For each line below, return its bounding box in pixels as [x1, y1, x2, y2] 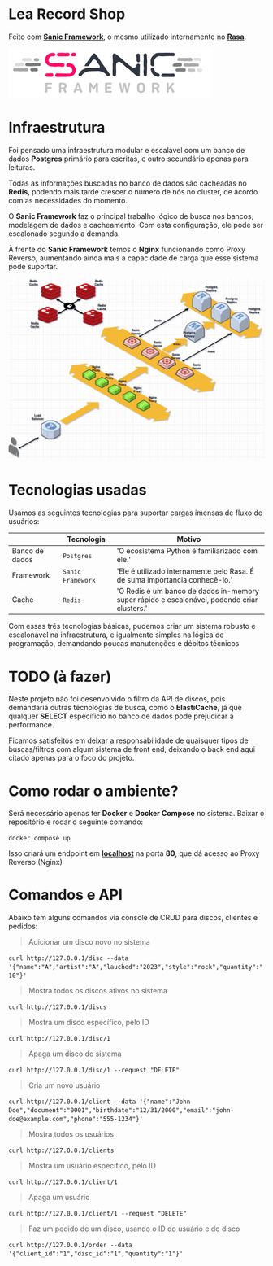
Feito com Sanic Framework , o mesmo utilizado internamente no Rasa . [8, 32, 247, 41]
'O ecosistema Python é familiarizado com [116, 546, 258, 556]
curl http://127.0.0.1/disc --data [8, 954, 129, 963]
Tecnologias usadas [8, 481, 147, 499]
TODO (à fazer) [8, 667, 112, 686]
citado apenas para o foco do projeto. [8, 753, 135, 763]
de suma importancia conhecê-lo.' [116, 574, 233, 584]
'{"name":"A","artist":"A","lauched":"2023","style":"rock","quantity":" [8, 963, 264, 971]
